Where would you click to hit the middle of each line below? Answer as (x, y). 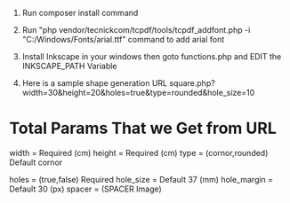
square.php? (192, 83)
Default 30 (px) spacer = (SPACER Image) (85, 189)
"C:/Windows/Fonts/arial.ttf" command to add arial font (123, 39)
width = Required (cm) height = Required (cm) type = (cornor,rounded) (139, 152)
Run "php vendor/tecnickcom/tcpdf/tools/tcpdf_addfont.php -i (136, 30)
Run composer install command (80, 13)
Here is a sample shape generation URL (95, 83)
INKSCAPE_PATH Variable (69, 66)
